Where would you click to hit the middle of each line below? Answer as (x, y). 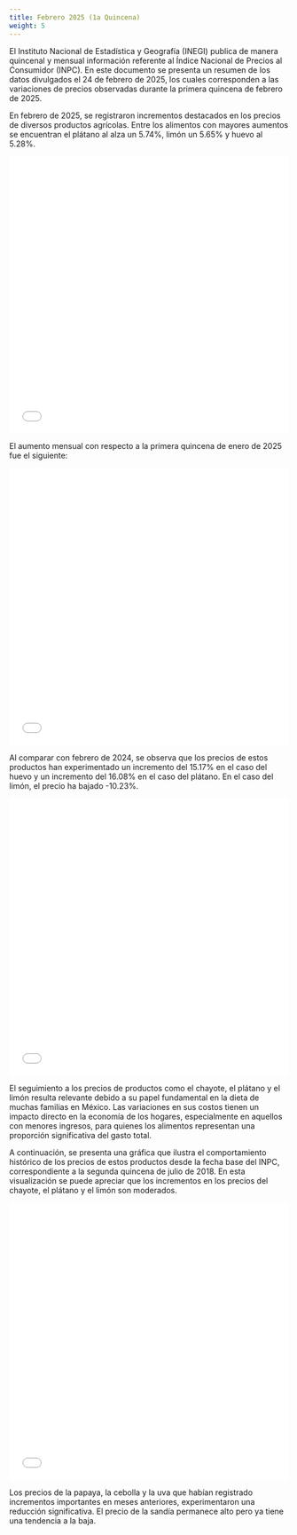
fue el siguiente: (39, 455)
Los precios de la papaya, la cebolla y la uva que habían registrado (131, 1492)
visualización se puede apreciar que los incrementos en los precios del (139, 1180)
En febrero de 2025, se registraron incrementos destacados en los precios (145, 115)
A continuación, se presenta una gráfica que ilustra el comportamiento (138, 1152)
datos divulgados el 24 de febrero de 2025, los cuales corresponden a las (144, 79)
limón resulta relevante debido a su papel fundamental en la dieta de (134, 1098)
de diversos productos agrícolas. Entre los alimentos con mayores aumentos (149, 124)
